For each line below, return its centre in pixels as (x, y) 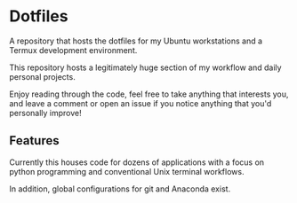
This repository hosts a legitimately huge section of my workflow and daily (145, 67)
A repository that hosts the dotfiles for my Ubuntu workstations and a (136, 41)
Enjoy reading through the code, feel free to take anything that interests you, (149, 94)
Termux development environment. (73, 50)
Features (34, 141)
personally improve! (45, 113)
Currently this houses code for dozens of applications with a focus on (137, 162)
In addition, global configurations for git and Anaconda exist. (120, 189)
